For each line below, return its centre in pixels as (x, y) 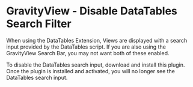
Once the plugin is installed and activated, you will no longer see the (91, 71)
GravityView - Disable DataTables (92, 11)
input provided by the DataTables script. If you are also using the (86, 47)
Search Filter (39, 24)
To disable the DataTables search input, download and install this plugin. (96, 65)
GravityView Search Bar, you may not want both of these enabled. (88, 53)
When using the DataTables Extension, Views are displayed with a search (97, 40)
